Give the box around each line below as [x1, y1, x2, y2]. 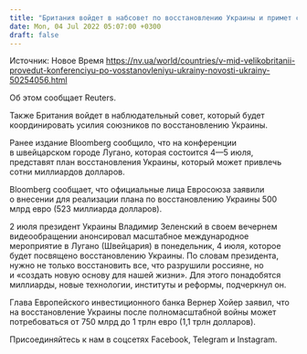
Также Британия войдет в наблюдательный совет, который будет [9, 110, 265, 121]
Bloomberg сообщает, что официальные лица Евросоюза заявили [9, 184, 265, 195]
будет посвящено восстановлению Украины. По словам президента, [9, 250, 280, 261]
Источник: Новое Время [9, 56, 104, 67]
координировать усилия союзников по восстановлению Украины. [9, 120, 268, 130]
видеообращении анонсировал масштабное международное [9, 231, 249, 242]
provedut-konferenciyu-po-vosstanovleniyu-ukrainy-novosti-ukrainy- [9, 65, 270, 76]
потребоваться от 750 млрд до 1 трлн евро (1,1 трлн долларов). [9, 317, 256, 328]
